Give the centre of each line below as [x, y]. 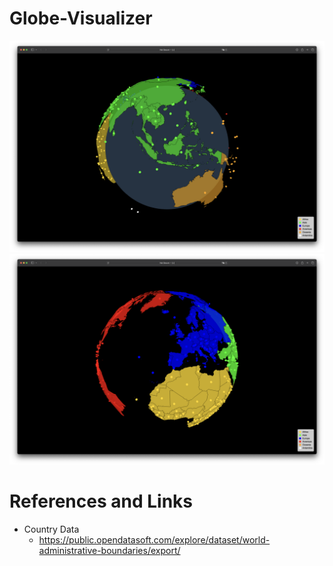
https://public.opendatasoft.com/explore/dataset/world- [154, 540]
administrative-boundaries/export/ [109, 551]
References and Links [101, 501]
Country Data [51, 529]
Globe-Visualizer [81, 18]
